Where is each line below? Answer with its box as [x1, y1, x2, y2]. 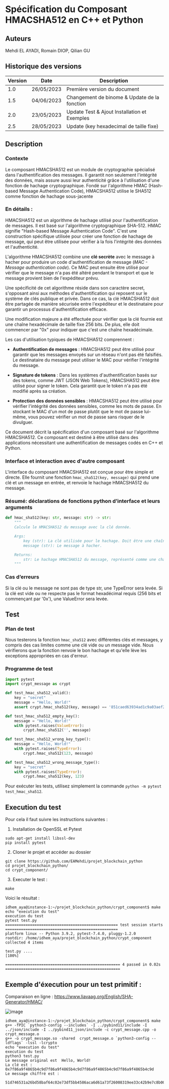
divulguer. [12, 419, 34, 425]
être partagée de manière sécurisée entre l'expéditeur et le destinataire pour [5, 301, 164, 307]
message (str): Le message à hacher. [23, 543, 102, 548]
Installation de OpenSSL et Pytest [12, 826, 82, 832]
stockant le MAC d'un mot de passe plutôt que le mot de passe [12, 408, 143, 414]
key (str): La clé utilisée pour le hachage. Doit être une [23, 538, 152, 543]
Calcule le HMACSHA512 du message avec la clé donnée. [14, 525, 132, 530]
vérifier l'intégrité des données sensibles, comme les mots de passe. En [12, 403, 162, 409]
